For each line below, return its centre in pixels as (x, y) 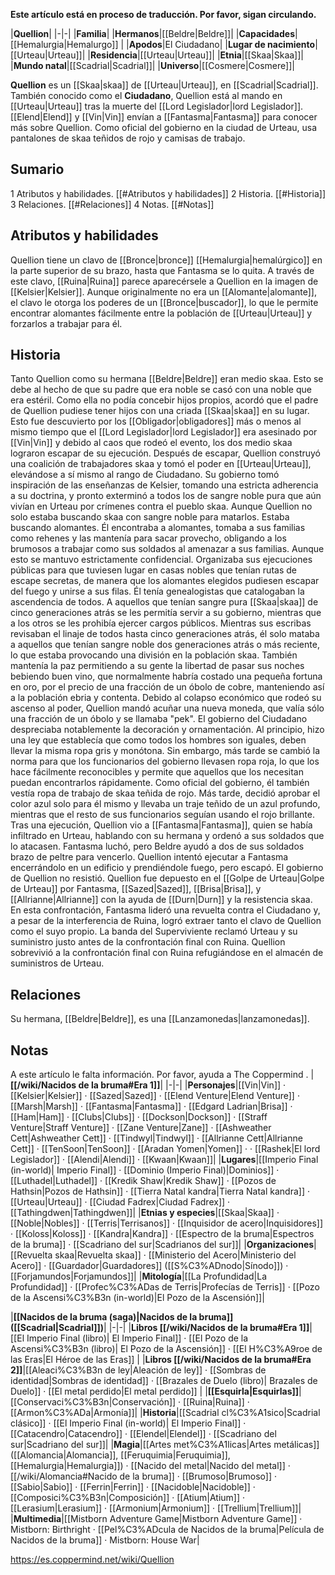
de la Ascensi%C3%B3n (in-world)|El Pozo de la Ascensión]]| (137, 1298)
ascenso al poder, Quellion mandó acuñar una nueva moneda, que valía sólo (167, 708)
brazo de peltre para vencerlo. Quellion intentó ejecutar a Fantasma (149, 857)
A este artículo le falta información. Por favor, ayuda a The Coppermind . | (162, 1075)
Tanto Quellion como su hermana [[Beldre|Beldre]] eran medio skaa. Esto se (167, 379)
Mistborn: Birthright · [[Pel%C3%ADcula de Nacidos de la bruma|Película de (167, 1530)
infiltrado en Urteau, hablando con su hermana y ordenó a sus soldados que (167, 836)
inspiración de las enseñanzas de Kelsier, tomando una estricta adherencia (164, 485)
